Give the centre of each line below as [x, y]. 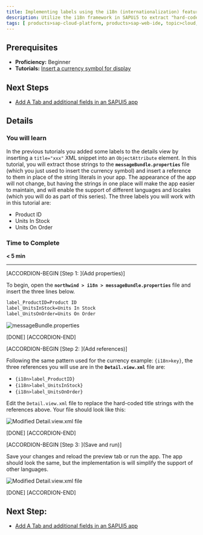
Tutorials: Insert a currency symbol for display [73, 69]
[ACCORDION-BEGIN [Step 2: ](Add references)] [67, 348]
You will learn [27, 138]
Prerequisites [32, 47]
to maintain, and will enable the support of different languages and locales [99, 190]
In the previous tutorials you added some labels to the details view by [92, 151]
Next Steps [27, 87]
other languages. [27, 469]
